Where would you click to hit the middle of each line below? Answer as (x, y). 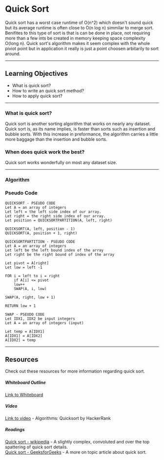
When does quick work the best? (45, 152)
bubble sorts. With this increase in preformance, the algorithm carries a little (82, 134)
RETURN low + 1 (20, 306)
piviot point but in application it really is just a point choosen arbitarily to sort (82, 48)
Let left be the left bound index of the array (54, 250)
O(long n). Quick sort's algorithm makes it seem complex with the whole (78, 43)
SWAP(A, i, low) (31, 289)
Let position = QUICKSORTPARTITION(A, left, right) (59, 220)
